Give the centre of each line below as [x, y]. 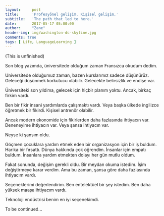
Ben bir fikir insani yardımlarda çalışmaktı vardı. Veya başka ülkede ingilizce [82, 105]
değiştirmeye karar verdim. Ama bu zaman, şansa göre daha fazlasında [78, 169]
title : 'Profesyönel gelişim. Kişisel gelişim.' [62, 14]
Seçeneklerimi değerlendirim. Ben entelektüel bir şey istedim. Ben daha [78, 184]
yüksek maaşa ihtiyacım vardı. [36, 190]
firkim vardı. [17, 95]
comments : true [21, 38]
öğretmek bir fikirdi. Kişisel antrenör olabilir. [50, 110]
